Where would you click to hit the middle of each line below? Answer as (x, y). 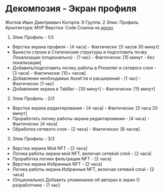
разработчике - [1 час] (36, 185)
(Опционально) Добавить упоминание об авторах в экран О (76, 180)
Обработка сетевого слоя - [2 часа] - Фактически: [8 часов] (76, 129)
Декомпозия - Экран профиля (71, 9)
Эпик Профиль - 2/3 (33, 98)
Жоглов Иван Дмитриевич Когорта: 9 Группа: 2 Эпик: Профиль (72, 22)
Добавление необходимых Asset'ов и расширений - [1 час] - (77, 78)
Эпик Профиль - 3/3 (33, 139)
